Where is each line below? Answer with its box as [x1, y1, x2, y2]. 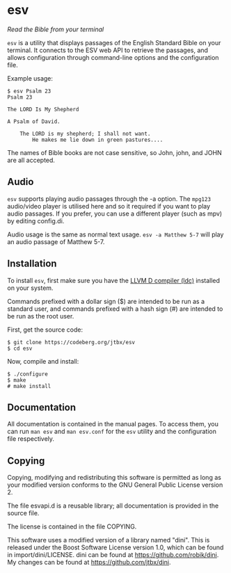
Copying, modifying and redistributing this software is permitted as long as [7, 474, 221, 482]
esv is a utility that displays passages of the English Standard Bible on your [7, 38, 221, 47]
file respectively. [7, 435, 54, 443]
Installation [7, 258, 57, 270]
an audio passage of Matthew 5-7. [7, 237, 105, 245]
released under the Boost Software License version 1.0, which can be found [7, 543, 224, 551]
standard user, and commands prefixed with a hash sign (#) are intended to [7, 305, 223, 313]
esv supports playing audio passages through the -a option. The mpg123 [7, 194, 211, 203]
